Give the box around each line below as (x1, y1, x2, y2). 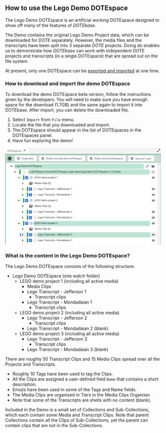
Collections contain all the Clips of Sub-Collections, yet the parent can (5, 417, 148, 423)
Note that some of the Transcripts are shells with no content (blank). (12, 397, 152, 403)
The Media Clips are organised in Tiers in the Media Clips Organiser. (12, 392, 151, 398)
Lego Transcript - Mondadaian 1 (27, 299, 92, 305)
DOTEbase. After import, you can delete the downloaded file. (5, 107, 129, 113)
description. (12, 382, 37, 388)
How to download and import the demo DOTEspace (5, 80, 130, 87)
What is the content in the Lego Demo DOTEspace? (5, 252, 130, 259)
